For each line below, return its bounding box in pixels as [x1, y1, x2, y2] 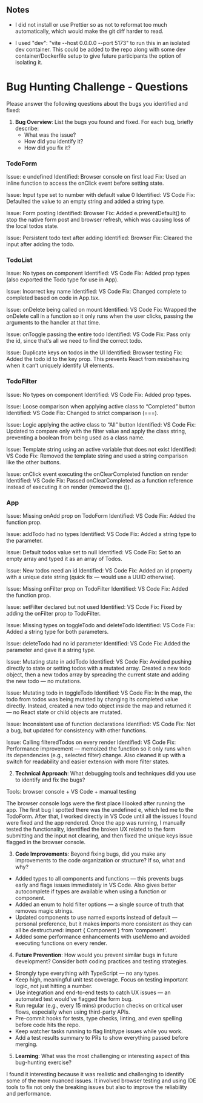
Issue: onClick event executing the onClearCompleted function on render [6, 470, 189, 478]
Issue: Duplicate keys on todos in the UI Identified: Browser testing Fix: [6, 349, 183, 356]
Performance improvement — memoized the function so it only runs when [6, 744, 191, 752]
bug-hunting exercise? [15, 1059, 72, 1066]
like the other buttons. [6, 458, 61, 466]
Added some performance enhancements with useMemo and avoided [15, 933, 190, 940]
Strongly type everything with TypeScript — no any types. [15, 969, 160, 977]
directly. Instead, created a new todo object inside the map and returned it [6, 702, 191, 709]
